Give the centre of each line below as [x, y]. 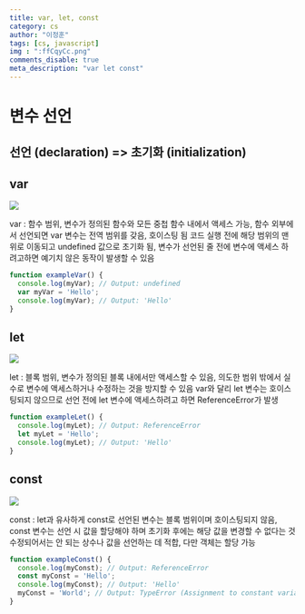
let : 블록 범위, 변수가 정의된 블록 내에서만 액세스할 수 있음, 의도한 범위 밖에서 [145, 377]
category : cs [34, 26]
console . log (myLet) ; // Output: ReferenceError [109, 426]
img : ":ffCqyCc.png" [50, 52]
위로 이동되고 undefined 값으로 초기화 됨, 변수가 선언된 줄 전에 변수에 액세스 [144, 247]
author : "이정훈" [39, 35]
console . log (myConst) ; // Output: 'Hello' [99, 585]
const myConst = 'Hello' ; [67, 576]
